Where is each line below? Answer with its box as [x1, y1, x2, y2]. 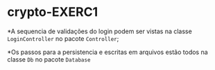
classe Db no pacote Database [7, 55, 91, 63]
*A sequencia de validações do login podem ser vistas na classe [7, 27, 192, 35]
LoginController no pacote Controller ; [7, 34, 119, 42]
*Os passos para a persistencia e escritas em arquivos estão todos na [7, 48, 208, 56]
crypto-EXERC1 [7, 4, 98, 20]
